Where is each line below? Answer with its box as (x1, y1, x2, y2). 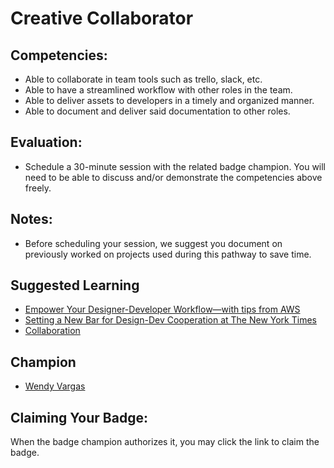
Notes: (10, 211, 53, 228)
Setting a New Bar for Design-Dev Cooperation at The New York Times (24, 314, 317, 326)
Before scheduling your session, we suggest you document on (24, 237, 283, 249)
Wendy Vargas (24, 380, 86, 392)
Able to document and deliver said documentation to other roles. (24, 105, 291, 117)
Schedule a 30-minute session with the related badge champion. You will (24, 160, 327, 172)
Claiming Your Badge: (10, 409, 148, 426)
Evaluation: (10, 134, 83, 151)
